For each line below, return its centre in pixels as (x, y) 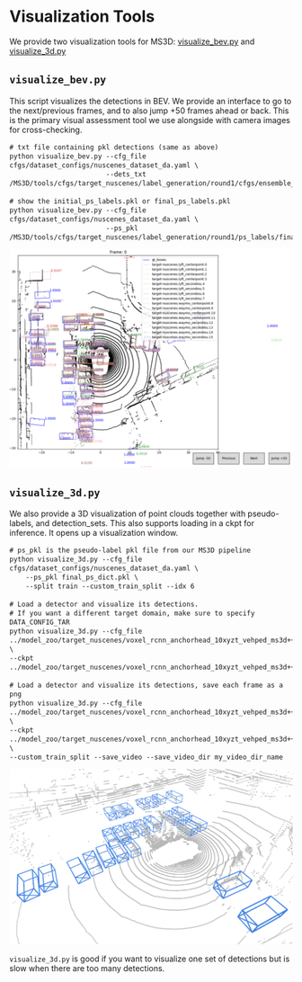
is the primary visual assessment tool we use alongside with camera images (150, 120)
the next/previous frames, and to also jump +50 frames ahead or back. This (149, 111)
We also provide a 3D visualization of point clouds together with (128, 513)
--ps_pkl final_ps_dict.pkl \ (82, 577)
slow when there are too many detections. (87, 968)
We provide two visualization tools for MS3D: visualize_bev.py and (132, 41)
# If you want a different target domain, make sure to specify (132, 613)
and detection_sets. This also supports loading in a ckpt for (145, 523)
